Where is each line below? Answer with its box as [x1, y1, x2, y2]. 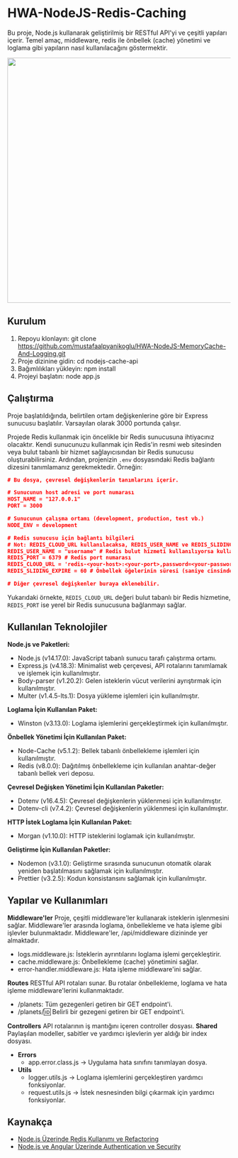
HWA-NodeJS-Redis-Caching [7, 5, 186, 21]
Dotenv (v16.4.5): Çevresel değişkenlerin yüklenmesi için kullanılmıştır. [17, 796, 222, 805]
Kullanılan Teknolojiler [7, 621, 108, 633]
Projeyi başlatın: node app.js [17, 372, 101, 380]
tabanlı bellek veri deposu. [17, 769, 96, 777]
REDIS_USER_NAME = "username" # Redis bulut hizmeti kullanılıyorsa [7, 547, 214, 555]
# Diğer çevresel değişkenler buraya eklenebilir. [7, 580, 160, 588]
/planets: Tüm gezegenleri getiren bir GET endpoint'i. [17, 1000, 173, 1008]
